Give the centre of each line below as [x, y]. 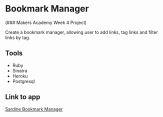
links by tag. [18, 37]
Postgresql [23, 81]
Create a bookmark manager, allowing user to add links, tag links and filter [82, 32]
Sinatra [20, 70]
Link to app [23, 97]
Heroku [20, 76]
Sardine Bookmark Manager [34, 109]
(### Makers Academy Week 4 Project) [46, 22]
